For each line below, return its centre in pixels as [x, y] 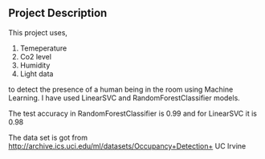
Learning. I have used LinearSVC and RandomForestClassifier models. [124, 98]
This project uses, [38, 32]
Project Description [58, 13]
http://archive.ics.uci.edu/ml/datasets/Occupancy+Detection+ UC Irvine [127, 146]
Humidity [35, 65]
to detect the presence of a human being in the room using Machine [121, 89]
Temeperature [43, 48]
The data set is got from [48, 137]
